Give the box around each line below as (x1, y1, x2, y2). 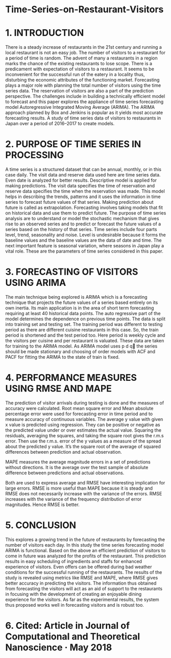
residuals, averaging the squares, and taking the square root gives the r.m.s (5, 432, 164, 438)
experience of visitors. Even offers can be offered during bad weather (5, 564, 152, 570)
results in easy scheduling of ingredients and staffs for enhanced (5, 558, 142, 564)
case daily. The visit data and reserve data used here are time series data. (5, 172, 161, 178)
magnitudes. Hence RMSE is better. (5, 501, 80, 508)
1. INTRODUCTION (5, 27, 84, 39)
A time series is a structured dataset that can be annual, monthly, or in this (5, 166, 162, 172)
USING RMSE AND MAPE (5, 383, 112, 395)
